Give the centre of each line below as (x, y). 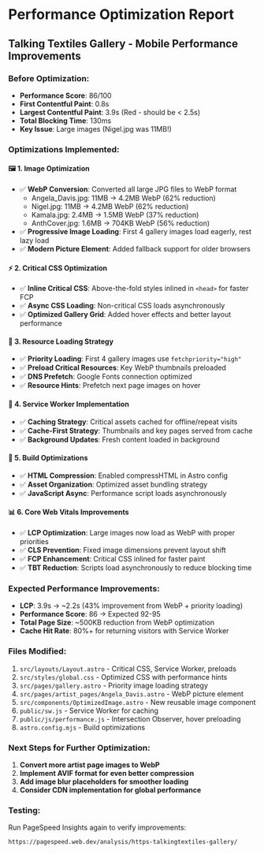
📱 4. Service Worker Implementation (69, 404)
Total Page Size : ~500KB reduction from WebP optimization (117, 623)
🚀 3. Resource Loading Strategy (61, 341)
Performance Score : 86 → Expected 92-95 (90, 614)
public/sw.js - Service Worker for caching (89, 710)
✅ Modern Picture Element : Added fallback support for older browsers (135, 249)
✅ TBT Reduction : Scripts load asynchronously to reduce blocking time (136, 568)
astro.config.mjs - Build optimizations (82, 727)
